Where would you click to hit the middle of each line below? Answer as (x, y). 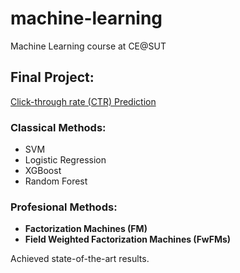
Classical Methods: (58, 127)
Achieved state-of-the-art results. (80, 259)
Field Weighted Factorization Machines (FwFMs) (128, 239)
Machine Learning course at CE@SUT (88, 46)
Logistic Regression (65, 160)
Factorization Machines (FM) (86, 229)
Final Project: (52, 77)
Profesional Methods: (64, 207)
